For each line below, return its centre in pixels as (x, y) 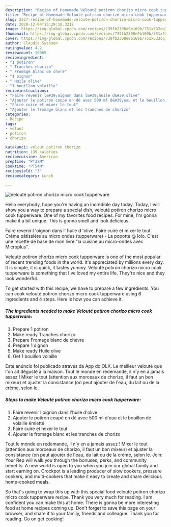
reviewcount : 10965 (26, 53)
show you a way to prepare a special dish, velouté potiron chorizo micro (81, 210)
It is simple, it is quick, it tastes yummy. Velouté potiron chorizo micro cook (83, 268)
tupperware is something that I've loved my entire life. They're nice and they (85, 273)
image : (12, 29)
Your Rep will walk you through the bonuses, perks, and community (76, 460)
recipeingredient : (25, 57)
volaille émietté (28, 423)
